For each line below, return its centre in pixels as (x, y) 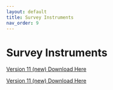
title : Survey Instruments (40, 17)
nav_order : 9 (23, 23)
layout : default (26, 12)
